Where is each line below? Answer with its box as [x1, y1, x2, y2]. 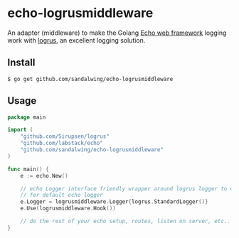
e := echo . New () [20, 172, 69, 179]
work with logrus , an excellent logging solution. [7, 36, 146, 44]
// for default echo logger [20, 192, 103, 199]
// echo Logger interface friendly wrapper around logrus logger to [20, 185, 228, 193]
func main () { [7, 166, 50, 173]
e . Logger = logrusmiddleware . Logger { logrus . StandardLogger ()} [20, 198, 208, 205]
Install [7, 57, 36, 69]
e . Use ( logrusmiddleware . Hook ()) [20, 205, 116, 212]
